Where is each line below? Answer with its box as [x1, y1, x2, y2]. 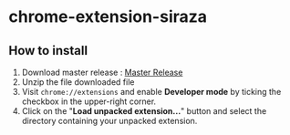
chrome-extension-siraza [8, 6, 207, 27]
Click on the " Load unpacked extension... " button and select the [21, 106, 267, 116]
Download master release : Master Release [21, 67, 183, 78]
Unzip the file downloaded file [21, 77, 135, 88]
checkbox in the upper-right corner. [21, 96, 157, 107]
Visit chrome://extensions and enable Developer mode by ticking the [21, 87, 282, 97]
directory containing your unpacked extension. [21, 116, 198, 126]
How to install [8, 43, 88, 58]
